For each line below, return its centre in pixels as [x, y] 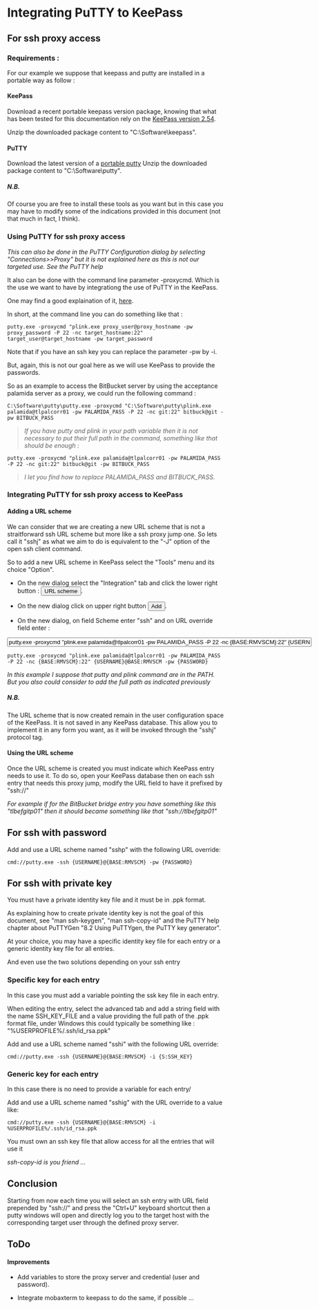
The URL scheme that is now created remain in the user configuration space [116, 715]
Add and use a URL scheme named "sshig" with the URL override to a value [115, 1103]
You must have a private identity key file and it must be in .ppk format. [107, 900]
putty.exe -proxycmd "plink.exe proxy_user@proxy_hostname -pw [100, 326]
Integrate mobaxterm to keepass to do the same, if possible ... [105, 1298]
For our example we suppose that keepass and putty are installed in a [106, 73]
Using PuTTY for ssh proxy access [66, 236]
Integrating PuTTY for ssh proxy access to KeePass [95, 494]
